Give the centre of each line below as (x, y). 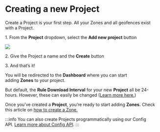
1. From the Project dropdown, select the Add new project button (71, 37)
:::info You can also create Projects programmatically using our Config (76, 119)
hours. (11, 95)
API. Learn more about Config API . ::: (42, 124)
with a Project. (20, 27)
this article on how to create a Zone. (41, 109)
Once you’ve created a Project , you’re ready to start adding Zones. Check (80, 105)
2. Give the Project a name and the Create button (55, 56)
